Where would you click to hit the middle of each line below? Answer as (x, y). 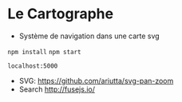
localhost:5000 (33, 66)
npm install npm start (44, 52)
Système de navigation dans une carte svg (89, 36)
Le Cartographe (60, 14)
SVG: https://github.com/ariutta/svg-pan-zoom (96, 80)
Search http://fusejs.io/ (57, 89)
